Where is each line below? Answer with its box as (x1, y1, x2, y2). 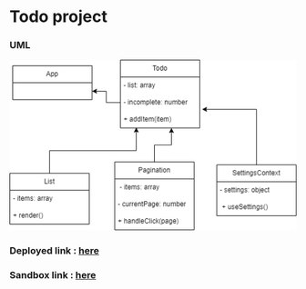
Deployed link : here (9, 244, 100, 257)
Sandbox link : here (9, 269, 97, 282)
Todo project (9, 6, 107, 27)
